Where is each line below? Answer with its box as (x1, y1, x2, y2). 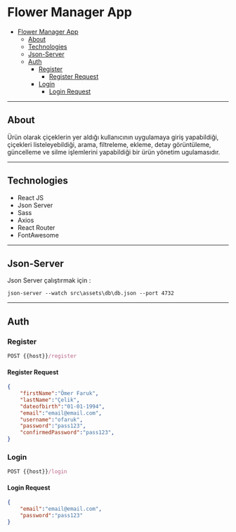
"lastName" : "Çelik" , (20, 396, 80, 403)
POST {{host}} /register (7, 353, 77, 360)
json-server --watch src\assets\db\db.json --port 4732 (7, 290, 174, 297)
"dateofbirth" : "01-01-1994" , (20, 403, 105, 410)
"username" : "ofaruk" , (20, 416, 83, 423)
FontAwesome (17, 231, 60, 239)
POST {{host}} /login (7, 468, 68, 475)
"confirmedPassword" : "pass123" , (20, 429, 114, 436)
